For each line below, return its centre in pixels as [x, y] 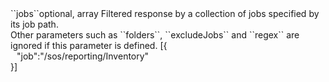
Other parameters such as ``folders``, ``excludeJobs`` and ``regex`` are [155, 35]
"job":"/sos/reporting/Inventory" [83, 56]
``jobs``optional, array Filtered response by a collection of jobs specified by [165, 13]
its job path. [34, 24]
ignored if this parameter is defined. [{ [89, 45]
